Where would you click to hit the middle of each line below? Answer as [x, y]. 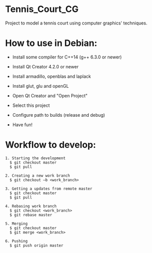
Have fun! [22, 125]
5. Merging [16, 224]
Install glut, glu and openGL [40, 86]
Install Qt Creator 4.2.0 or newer [45, 66]
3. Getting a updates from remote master [49, 189]
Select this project [31, 105]
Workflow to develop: [51, 145]
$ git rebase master [31, 215]
